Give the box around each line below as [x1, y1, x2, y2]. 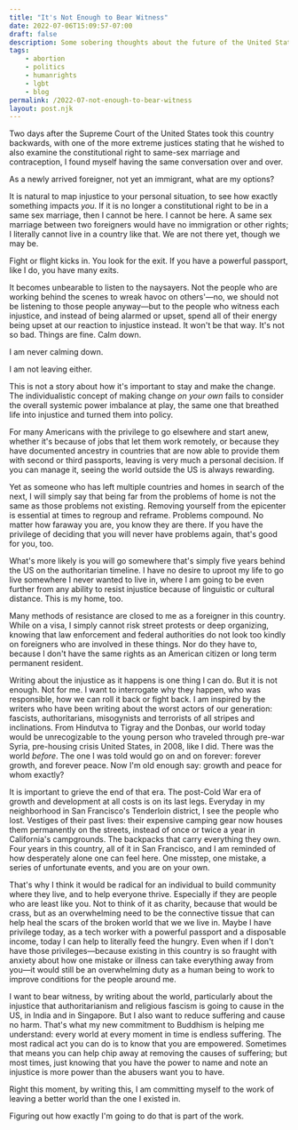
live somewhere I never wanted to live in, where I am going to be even [9, 574, 264, 585]
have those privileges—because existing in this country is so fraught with [9, 946, 278, 957]
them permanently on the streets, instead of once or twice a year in [9, 824, 255, 836]
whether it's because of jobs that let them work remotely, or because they [9, 437, 279, 447]
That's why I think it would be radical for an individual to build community [9, 879, 277, 890]
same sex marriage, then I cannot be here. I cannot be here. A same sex [9, 210, 272, 220]
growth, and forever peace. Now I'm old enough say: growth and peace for [9, 760, 282, 771]
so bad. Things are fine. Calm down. [9, 330, 142, 341]
